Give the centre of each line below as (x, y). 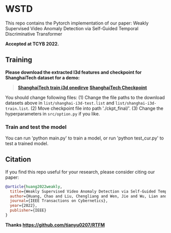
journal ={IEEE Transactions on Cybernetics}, (59, 201)
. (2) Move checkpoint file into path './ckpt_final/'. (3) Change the (96, 108)
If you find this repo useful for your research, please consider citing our (80, 172)
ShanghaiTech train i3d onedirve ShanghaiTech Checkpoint (82, 87)
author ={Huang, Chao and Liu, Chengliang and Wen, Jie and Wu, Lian (84, 196)
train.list (17, 109)
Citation (18, 160)
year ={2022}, (24, 206)
